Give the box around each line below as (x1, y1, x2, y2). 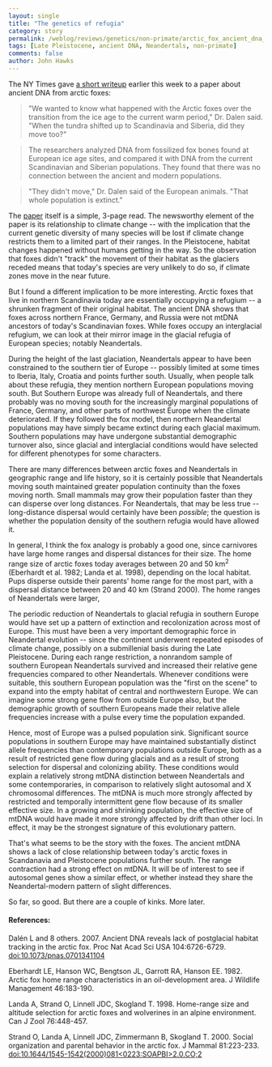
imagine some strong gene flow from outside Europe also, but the (8, 695, 227, 704)
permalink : (8, 34, 45, 43)
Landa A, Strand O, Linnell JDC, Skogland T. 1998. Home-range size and (8, 999, 249, 1009)
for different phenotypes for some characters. (8, 448, 162, 458)
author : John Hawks (8, 57, 74, 66)
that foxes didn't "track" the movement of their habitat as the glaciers (8, 253, 240, 263)
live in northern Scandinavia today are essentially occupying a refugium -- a (8, 295, 261, 304)
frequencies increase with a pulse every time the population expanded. (8, 712, 245, 721)
